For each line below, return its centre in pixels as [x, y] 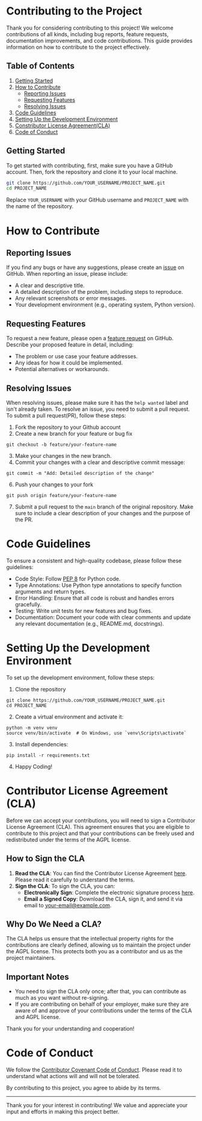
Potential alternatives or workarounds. [62, 369]
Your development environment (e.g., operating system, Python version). [105, 305]
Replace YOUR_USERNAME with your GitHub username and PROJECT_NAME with [97, 200]
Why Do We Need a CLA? [54, 924]
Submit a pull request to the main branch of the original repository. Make [104, 507]
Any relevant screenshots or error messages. [71, 298]
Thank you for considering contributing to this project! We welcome [90, 28]
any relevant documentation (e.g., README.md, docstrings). [89, 623]
